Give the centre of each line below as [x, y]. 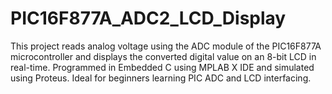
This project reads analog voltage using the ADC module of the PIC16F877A [166, 46]
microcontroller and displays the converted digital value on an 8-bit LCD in [163, 56]
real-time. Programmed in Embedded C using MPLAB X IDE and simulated [162, 67]
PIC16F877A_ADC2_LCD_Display [148, 18]
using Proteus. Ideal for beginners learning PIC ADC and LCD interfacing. [161, 78]
